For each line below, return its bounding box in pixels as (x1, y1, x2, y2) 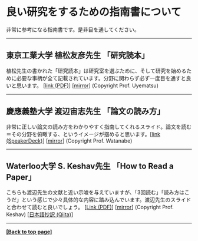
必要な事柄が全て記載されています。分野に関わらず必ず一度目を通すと (16, 74, 186, 81)
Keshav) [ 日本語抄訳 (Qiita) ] (6, 211, 74, 218)
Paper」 (6, 172, 37, 182)
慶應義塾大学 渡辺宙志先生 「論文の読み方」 (6, 107, 165, 117)
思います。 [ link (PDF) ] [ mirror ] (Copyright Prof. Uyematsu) (16, 82, 159, 89)
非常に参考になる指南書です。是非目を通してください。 (6, 26, 140, 33)
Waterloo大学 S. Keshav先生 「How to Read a (6, 161, 174, 171)
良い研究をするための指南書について (6, 5, 181, 19)
